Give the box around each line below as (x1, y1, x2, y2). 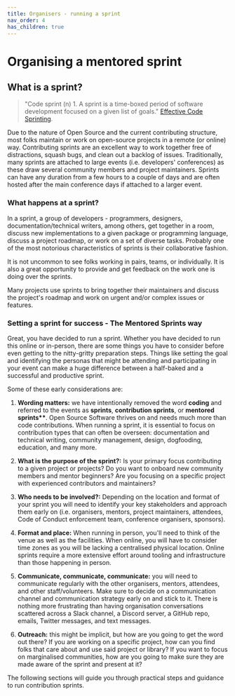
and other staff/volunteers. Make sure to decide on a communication (17, 587, 216, 595)
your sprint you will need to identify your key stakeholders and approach (17, 500, 227, 508)
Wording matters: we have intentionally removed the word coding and (17, 398, 222, 407)
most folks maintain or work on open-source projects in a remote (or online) (7, 136, 227, 144)
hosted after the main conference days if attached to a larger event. (7, 180, 203, 189)
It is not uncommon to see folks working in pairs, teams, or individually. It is (7, 257, 224, 266)
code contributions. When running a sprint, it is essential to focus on (17, 421, 215, 429)
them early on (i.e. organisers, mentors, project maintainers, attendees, (17, 507, 223, 516)
